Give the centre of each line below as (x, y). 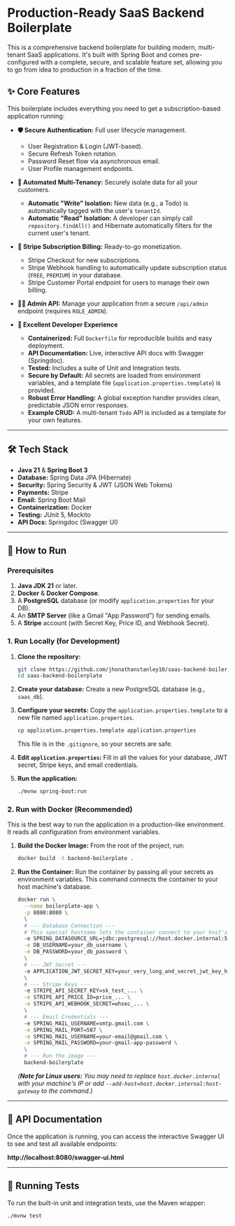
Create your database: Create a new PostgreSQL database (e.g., (111, 689)
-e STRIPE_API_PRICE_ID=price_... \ (77, 997)
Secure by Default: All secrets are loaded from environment (114, 375)
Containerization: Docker (55, 507)
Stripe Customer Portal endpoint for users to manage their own (119, 282)
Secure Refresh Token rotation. (72, 154)
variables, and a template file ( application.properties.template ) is (124, 383)
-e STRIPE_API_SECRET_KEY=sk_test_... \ (84, 991)
